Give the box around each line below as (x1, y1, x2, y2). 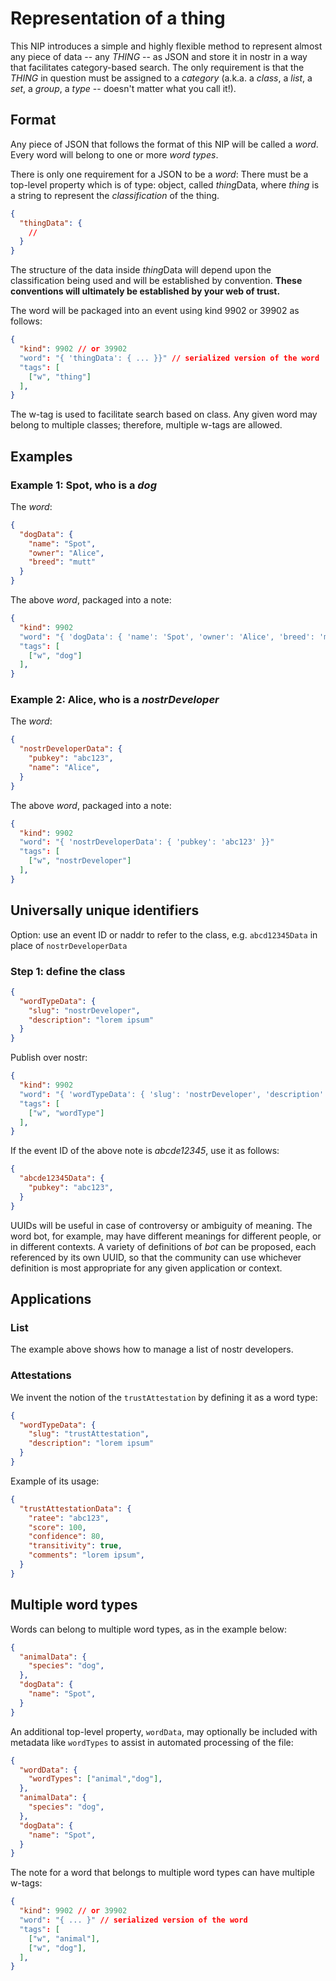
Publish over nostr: (10, 1052, 88, 1064)
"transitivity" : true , (28, 1541, 123, 1551)
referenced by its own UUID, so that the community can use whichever (10, 1251, 302, 1263)
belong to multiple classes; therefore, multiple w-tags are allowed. (10, 419, 283, 431)
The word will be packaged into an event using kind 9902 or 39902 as (10, 305, 300, 317)
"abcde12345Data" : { (19, 1173, 105, 1184)
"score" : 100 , (28, 1522, 87, 1532)
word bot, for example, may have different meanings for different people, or (10, 1230, 322, 1242)
